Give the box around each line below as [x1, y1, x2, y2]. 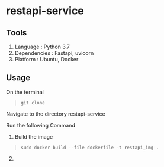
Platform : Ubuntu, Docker [14, 56, 79, 63]
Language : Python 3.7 [14, 43, 70, 50]
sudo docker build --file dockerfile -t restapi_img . [20, 145, 159, 150]
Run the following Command [6, 122, 76, 129]
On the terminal [6, 89, 44, 96]
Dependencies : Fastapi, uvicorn [14, 50, 94, 57]
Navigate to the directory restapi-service [6, 110, 105, 117]
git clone [20, 100, 46, 106]
